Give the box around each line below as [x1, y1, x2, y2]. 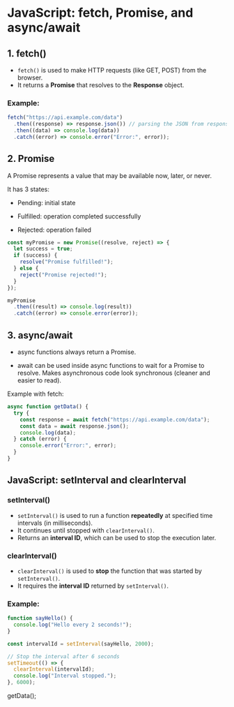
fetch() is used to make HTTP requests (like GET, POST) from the [17, 66, 207, 74]
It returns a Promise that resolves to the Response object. [17, 81, 185, 89]
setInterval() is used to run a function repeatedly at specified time [17, 511, 213, 519]
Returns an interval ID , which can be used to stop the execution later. [17, 533, 217, 542]
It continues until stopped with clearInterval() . [17, 526, 155, 535]
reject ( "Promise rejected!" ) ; [19, 271, 108, 278]
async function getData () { [7, 403, 89, 410]
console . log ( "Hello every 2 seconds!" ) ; [13, 621, 132, 629]
